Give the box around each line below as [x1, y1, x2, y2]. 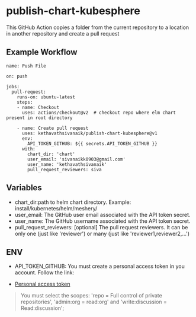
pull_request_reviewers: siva [27, 166, 102, 172]
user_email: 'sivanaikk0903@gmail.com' [27, 156, 126, 162]
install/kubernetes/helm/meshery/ [14, 204, 98, 212]
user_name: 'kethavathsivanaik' [27, 161, 108, 167]
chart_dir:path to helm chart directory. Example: [14, 198, 131, 206]
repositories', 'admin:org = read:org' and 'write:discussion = [20, 298, 168, 306]
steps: [17, 99, 33, 105]
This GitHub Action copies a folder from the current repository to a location [6, 24, 189, 31]
